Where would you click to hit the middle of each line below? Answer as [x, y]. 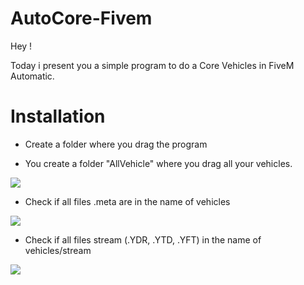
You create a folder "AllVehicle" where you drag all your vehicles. [158, 163]
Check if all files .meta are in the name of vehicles [127, 201]
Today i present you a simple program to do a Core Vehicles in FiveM [152, 65]
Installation [58, 116]
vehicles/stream [58, 250]
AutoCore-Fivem [81, 18]
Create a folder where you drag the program [116, 144]
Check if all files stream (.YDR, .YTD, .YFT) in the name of [143, 239]
